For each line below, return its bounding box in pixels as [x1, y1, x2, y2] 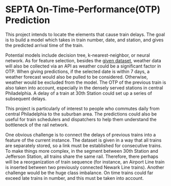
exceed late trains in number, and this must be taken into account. [5, 175, 144, 181]
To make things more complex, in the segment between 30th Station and [5, 148, 158, 154]
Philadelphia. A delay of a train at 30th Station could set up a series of [5, 90, 152, 96]
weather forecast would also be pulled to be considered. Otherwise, [5, 74, 148, 80]
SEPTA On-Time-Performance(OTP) [5, 4, 161, 15]
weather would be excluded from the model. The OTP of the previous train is [5, 79, 166, 85]
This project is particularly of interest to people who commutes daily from [5, 105, 160, 111]
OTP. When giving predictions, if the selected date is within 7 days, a [5, 68, 150, 75]
